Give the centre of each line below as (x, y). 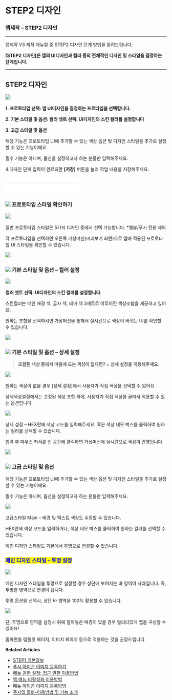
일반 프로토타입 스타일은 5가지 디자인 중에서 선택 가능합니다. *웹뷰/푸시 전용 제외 (86, 227)
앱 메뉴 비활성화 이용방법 (37, 679)
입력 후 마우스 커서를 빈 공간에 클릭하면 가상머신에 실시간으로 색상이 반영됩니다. (84, 442)
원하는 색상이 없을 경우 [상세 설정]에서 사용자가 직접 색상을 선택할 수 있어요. (81, 386)
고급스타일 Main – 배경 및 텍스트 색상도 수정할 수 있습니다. (63, 518)
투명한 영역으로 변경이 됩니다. (35, 589)
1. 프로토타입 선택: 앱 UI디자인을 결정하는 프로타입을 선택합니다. (68, 109)
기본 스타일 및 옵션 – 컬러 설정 (46, 270)
